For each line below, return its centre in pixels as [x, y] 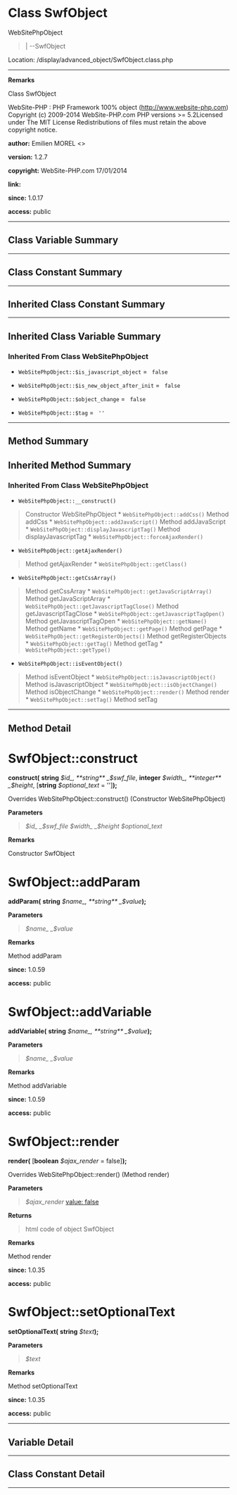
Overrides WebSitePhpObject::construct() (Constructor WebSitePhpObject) [117, 799]
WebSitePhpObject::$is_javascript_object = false [93, 372]
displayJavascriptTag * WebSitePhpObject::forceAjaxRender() [114, 537]
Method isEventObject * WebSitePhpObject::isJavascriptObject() [121, 677]
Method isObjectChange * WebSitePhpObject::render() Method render [127, 692]
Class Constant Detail [56, 1474]
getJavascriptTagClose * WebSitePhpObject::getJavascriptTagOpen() [125, 614]
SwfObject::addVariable [80, 1012]
